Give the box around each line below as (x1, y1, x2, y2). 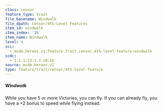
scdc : (5, 53, 16, 58)
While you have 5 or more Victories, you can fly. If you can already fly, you (5, 95, 158, 101)
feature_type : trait (5, 12, 48, 17)
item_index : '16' (5, 30, 41, 35)
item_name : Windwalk (5, 35, 48, 40)
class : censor (5, 7, 35, 12)
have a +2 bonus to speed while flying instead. (5, 100, 101, 106)
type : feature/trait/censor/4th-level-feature (5, 67, 103, 72)
